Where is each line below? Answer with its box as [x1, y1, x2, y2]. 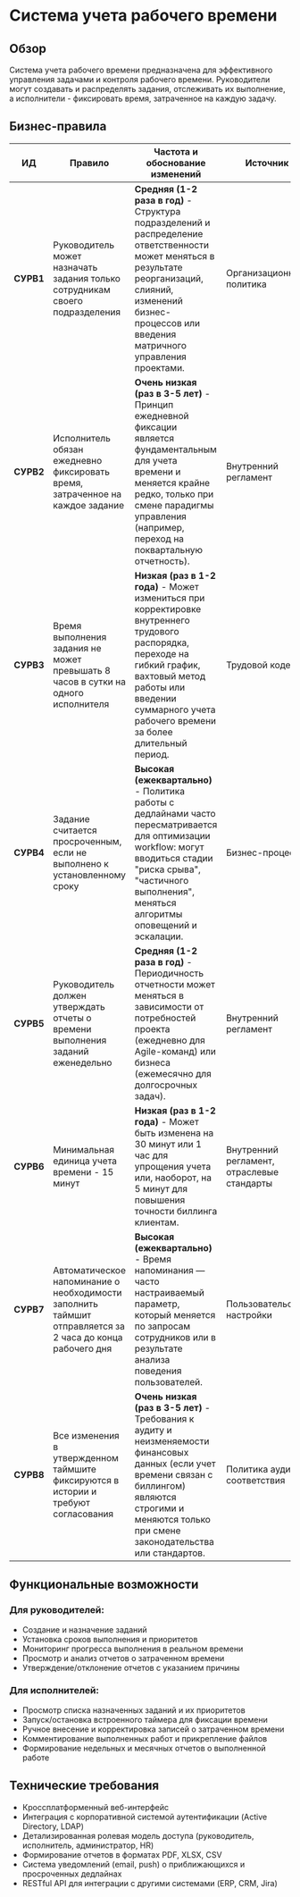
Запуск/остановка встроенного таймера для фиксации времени [21, 1714, 268, 1725]
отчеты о [53, 1011, 92, 1024]
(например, [134, 521, 185, 533]
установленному [53, 869, 127, 881]
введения [134, 328, 177, 340]
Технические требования [9, 1778, 159, 1793]
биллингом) [134, 1480, 186, 1492]
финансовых [134, 1446, 189, 1458]
